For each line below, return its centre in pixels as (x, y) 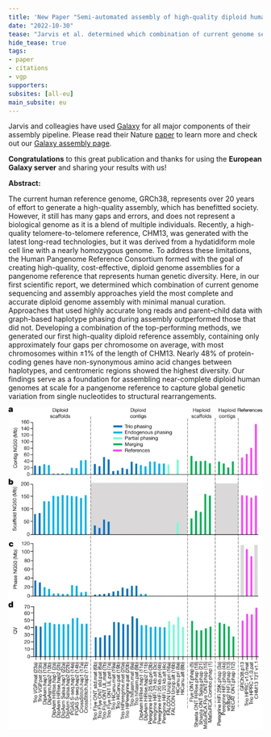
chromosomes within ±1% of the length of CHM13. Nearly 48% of (117, 354)
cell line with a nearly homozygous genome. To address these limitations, (130, 251)
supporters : (28, 85)
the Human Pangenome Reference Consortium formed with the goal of (126, 259)
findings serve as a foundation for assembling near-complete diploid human (134, 379)
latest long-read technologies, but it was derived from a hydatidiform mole (132, 242)
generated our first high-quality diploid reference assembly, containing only (134, 336)
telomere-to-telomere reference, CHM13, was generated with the (140, 234)
